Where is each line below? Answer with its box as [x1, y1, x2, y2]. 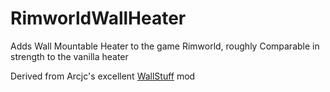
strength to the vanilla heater [10, 50, 129, 62]
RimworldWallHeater [10, 7, 187, 30]
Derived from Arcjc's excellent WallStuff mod [10, 70, 196, 82]
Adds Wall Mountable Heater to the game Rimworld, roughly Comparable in [10, 40, 320, 52]
